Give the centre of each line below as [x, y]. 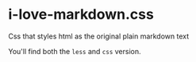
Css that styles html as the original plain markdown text [99, 36]
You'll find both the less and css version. [75, 51]
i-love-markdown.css [81, 15]
